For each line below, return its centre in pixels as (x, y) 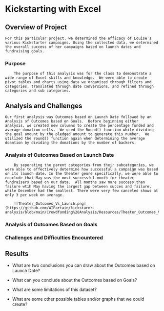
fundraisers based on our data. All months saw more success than (75, 182)
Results (17, 253)
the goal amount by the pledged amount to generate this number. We (77, 134)
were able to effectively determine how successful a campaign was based (82, 169)
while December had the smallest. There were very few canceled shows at (82, 191)
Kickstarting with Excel (53, 9)
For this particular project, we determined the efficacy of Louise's (78, 38)
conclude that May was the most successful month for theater (70, 178)
